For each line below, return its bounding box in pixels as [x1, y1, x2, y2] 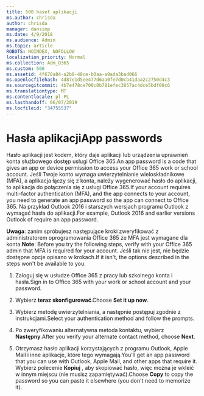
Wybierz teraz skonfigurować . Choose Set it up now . [15, 296, 149, 304]
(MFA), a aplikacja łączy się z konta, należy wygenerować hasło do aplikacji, [6, 177, 197, 184]
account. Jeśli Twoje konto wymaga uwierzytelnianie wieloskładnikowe [6, 171, 185, 178]
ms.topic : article [6, 43, 53, 49]
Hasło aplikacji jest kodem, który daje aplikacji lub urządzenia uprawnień [6, 151, 188, 159]
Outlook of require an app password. [6, 216, 99, 223]
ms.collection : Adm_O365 [6, 60, 69, 66]
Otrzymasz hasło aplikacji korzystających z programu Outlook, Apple [15, 345, 188, 352]
